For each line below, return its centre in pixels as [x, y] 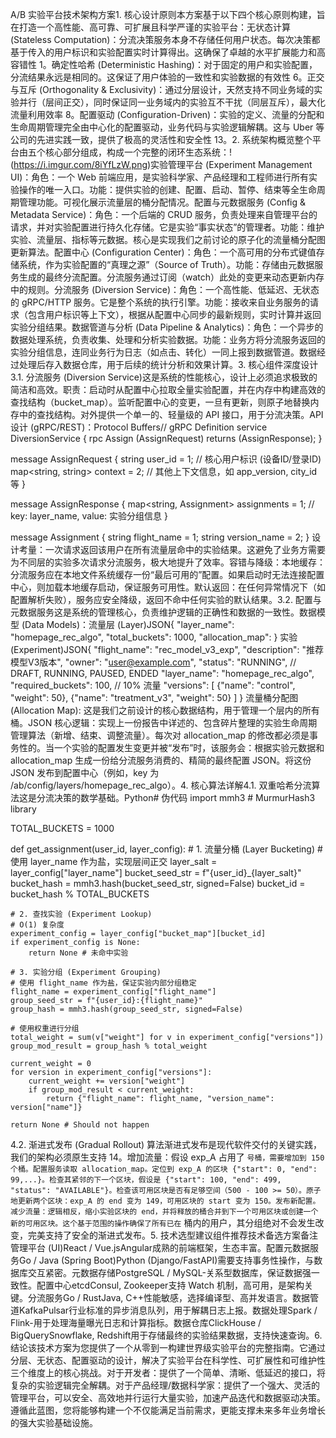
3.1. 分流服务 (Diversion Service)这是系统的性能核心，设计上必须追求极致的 [164, 377]
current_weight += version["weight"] [107, 1081]
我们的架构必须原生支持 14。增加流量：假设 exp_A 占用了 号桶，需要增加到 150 [167, 1157]
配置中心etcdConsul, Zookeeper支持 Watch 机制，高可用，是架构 [170, 1285]
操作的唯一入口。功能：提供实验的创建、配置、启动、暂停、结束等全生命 [167, 189]
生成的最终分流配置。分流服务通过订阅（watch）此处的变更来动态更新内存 [171, 277]
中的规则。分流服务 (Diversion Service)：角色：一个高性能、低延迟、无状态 [165, 289]
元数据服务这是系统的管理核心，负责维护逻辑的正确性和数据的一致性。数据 [163, 612]
